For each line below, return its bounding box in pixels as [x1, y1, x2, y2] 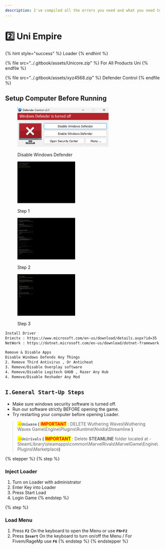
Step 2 [17, 264, 31, 270]
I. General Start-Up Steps [5, 389, 84, 396]
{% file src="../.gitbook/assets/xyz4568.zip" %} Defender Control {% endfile [5, 74, 160, 81]
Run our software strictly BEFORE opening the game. [12, 406, 119, 412]
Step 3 [17, 321, 31, 326]
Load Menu [5, 517, 33, 523]
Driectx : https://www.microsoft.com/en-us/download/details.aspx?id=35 [5, 335, 157, 341]
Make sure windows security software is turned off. [12, 401, 116, 407]
